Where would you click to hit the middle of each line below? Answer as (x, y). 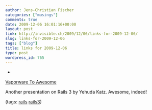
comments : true (21, 19)
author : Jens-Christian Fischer (40, 10)
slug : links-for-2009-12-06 (35, 39)
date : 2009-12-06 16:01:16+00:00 (41, 24)
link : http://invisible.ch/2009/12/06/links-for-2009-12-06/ (72, 34)
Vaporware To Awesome (31, 82)
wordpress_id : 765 (25, 58)
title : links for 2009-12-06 (36, 48)
